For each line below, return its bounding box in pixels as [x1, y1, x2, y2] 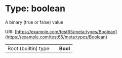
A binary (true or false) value [5, 19, 64, 25]
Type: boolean [5, 3, 66, 14]
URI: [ [5, 29, 17, 34]
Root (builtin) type [7, 45, 50, 52]
